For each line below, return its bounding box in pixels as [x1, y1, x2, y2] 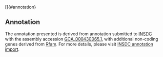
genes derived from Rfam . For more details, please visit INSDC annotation [5, 41, 154, 47]
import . [5, 46, 20, 52]
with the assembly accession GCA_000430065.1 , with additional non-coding [5, 36, 159, 42]
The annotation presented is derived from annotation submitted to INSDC [5, 31, 152, 37]
